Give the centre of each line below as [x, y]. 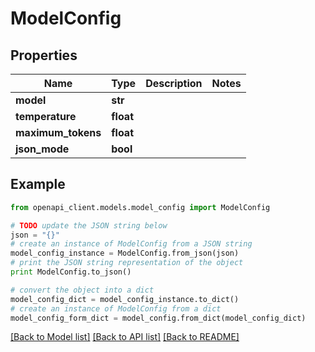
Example [38, 184]
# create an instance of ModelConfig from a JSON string [131, 244]
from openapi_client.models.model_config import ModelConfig [140, 207]
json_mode [42, 149]
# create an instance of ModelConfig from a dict [116, 308]
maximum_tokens [58, 132]
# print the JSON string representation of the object [127, 263]
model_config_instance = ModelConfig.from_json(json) [125, 253]
